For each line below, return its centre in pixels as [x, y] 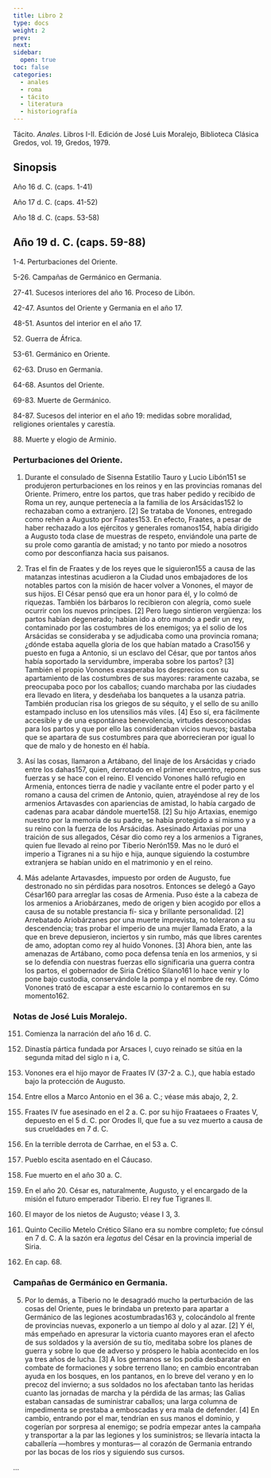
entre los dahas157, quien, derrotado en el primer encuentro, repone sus [143, 769]
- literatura [42, 104]
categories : [33, 75]
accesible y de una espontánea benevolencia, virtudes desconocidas [138, 720]
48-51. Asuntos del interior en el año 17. [77, 323]
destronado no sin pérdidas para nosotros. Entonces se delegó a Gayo [140, 886]
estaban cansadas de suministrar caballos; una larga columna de [131, 1401]
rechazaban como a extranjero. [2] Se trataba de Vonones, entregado [138, 511]
